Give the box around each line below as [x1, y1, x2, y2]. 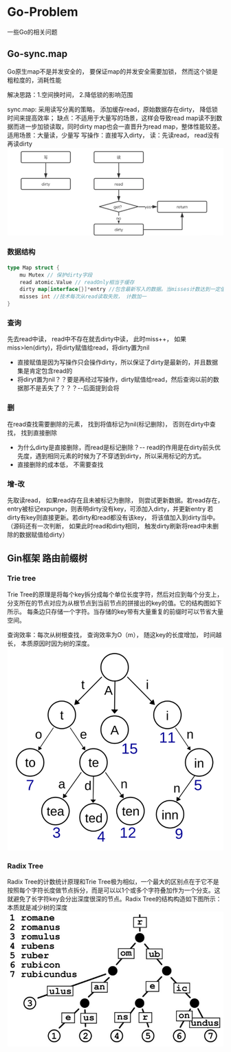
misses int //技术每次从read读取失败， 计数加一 [19, 293, 146, 300]
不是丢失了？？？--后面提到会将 [29, 384, 120, 392]
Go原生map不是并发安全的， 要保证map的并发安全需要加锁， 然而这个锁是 [7, 67, 219, 76]
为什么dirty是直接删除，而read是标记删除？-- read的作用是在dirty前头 [16, 443, 215, 451]
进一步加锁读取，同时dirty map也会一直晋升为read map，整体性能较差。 [19, 122, 224, 131]
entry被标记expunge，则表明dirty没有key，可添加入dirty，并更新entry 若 [7, 505, 214, 513]
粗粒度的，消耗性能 [7, 76, 62, 84]
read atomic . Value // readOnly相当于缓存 [19, 279, 135, 286]
